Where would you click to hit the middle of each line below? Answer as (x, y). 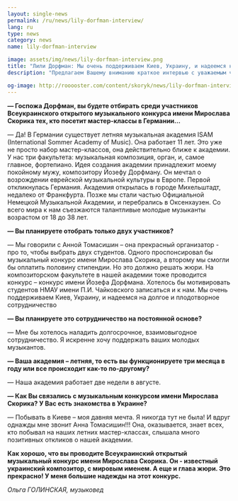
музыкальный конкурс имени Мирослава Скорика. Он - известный (113, 461)
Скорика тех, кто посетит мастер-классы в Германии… (94, 120)
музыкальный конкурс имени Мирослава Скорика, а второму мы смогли (118, 260)
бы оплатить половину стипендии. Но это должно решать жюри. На (110, 267)
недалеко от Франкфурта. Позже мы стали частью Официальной (106, 195)
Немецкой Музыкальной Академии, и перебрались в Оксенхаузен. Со (114, 202)
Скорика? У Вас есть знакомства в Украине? (77, 403)
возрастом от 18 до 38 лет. (48, 217)
